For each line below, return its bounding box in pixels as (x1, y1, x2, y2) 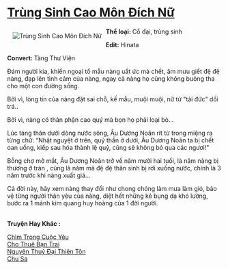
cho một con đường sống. (7, 81, 80, 90)
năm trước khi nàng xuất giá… (7, 171, 91, 179)
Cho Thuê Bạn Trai (7, 240, 60, 248)
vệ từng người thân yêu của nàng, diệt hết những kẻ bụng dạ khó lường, (7, 192, 208, 200)
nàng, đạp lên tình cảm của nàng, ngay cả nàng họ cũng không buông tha (7, 74, 215, 83)
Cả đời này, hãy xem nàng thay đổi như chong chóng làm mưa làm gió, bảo (7, 184, 217, 192)
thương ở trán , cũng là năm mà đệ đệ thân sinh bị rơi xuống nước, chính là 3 (7, 164, 222, 172)
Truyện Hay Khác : (7, 219, 61, 227)
